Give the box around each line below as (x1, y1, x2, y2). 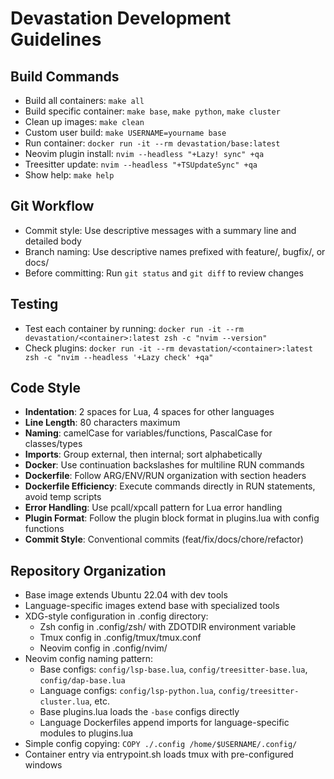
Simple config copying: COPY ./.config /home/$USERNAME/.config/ (24, 738, 298, 750)
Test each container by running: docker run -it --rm (24, 322, 244, 334)
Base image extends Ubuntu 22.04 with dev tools (24, 589, 228, 601)
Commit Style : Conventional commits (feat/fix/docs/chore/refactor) (24, 533, 304, 546)
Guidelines (10, 28, 102, 51)
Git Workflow (10, 198, 95, 215)
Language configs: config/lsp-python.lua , (39, 685, 217, 697)
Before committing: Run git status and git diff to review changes (24, 267, 304, 279)
